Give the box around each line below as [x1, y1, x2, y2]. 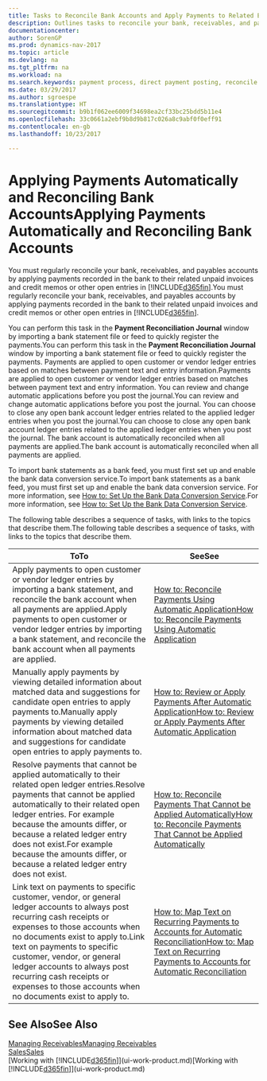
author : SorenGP [8, 33, 62, 42]
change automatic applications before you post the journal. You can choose [8, 399, 256, 408]
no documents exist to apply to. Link [12, 931, 145, 942]
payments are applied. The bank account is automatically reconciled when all [8, 441, 259, 451]
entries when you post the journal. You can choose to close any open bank [8, 416, 251, 426]
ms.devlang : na [8, 57, 59, 64]
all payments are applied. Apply [12, 603, 128, 615]
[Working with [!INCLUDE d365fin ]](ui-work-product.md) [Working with [8, 1056, 238, 1065]
